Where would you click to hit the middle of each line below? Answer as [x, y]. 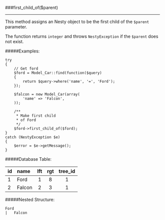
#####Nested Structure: [30, 199]
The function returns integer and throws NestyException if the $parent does [82, 36]
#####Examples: [23, 51]
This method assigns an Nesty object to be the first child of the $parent [77, 22]
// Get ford [26, 69]
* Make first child [36, 116]
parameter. [16, 27]
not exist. [14, 41]
